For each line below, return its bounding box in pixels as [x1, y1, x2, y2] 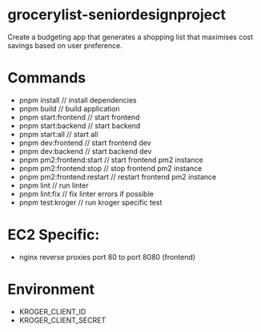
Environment [7, 281, 95, 298]
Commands [7, 69, 86, 87]
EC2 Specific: [7, 226, 100, 244]
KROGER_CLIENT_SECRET [18, 315, 106, 325]
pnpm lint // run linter [18, 180, 89, 190]
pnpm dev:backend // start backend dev [18, 146, 152, 156]
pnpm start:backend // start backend [18, 120, 141, 130]
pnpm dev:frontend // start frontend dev [18, 138, 151, 148]
